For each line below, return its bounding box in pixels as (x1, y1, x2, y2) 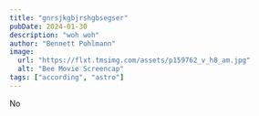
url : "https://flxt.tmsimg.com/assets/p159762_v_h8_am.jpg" (17, 56, 251, 65)
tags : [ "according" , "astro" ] (9, 73, 125, 82)
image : (9, 47, 35, 57)
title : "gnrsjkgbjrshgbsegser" (9, 13, 129, 23)
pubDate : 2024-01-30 (9, 22, 88, 31)
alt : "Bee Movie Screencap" (17, 65, 125, 74)
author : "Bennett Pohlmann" (9, 38, 117, 48)
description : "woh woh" (9, 30, 100, 39)
